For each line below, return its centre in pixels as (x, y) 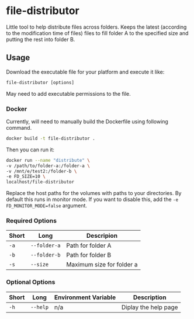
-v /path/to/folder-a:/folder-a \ (48, 166)
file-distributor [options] (40, 82)
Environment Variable (85, 297)
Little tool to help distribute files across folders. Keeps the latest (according (96, 27)
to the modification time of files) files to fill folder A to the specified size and (97, 33)
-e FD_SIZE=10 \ (26, 176)
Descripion (102, 236)
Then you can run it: (30, 150)
